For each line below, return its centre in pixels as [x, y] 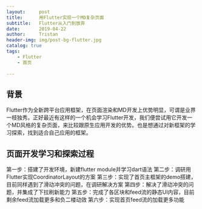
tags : [13, 51]
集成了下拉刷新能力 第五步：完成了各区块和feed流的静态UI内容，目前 [108, 192]
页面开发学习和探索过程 [50, 154]
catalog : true [24, 46]
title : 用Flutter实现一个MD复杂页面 [55, 18]
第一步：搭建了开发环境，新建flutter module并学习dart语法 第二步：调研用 [99, 169]
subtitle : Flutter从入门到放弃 [46, 23]
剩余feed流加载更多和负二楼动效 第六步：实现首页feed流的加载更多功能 [96, 200]
